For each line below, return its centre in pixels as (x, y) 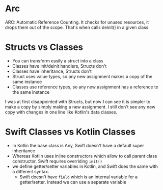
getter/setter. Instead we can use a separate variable (73, 182)
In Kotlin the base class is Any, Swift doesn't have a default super (78, 145)
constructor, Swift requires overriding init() (57, 161)
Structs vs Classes (44, 47)
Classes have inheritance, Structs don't (52, 71)
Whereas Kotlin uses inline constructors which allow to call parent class (84, 156)
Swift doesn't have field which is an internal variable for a (79, 177)
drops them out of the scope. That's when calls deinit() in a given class (77, 27)
